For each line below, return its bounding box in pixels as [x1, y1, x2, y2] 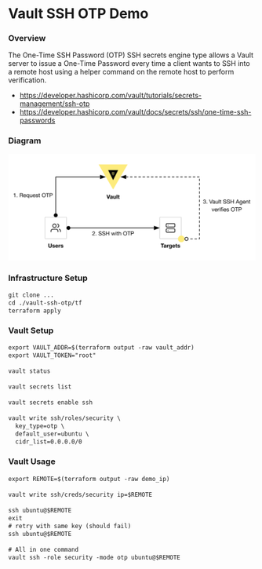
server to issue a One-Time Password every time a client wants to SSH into [8, 59, 250, 68]
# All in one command [8, 545, 79, 553]
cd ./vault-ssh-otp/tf [8, 299, 82, 307]
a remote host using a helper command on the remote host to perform [8, 67, 235, 77]
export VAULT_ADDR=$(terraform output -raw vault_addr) [8, 344, 195, 352]
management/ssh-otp [19, 99, 90, 108]
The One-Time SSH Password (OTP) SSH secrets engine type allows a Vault [8, 50, 253, 60]
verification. [8, 75, 47, 85]
